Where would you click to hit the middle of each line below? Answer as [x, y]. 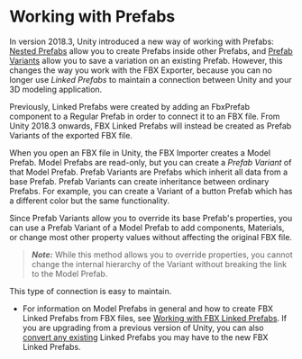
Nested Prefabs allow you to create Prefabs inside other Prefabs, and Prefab [151, 50]
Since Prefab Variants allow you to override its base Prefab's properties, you [151, 218]
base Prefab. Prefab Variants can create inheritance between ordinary [139, 181]
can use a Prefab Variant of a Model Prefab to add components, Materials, [147, 228]
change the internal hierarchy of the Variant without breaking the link [159, 264]
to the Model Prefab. [69, 274]
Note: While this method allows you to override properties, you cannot [162, 255]
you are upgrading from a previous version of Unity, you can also [143, 328]
